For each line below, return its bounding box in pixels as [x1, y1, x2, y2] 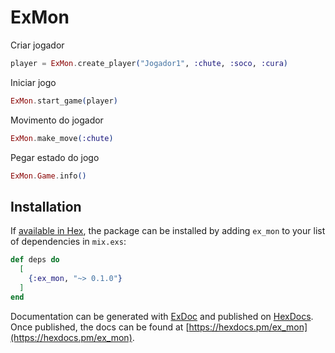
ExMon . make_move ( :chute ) [10, 133, 114, 143]
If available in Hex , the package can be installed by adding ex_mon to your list [10, 225, 326, 237]
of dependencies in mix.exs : [10, 236, 127, 248]
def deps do [10, 255, 60, 265]
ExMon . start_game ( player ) [10, 96, 118, 106]
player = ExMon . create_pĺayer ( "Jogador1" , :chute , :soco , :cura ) [10, 58, 288, 68]
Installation [10, 198, 82, 215]
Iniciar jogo [10, 76, 57, 88]
